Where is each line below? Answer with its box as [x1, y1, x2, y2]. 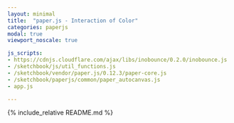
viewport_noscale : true [7, 37, 78, 44]
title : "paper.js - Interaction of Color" [7, 17, 139, 24]
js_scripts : [7, 50, 43, 57]
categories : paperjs [7, 23, 69, 31]
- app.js [7, 82, 33, 90]
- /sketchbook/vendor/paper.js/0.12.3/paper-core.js [7, 69, 167, 77]
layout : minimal [7, 10, 55, 18]
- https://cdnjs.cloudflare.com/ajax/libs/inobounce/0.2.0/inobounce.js [7, 56, 228, 64]
